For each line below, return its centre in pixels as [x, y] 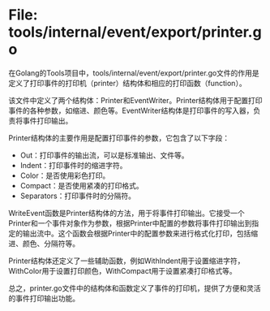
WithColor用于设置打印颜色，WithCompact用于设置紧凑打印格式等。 [122, 270]
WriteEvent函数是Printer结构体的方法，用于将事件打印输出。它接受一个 [126, 213]
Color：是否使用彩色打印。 [65, 175]
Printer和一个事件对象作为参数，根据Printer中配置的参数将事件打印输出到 [130, 223]
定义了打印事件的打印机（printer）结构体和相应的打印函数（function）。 [127, 83]
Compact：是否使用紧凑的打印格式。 [81, 185]
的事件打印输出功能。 [44, 298]
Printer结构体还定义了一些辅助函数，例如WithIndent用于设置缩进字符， [126, 261]
